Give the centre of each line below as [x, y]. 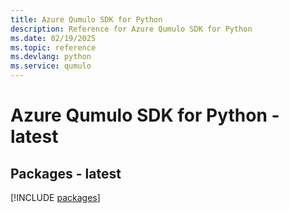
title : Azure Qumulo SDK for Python [86, 19]
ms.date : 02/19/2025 [53, 38]
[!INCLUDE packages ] [55, 197]
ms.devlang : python [51, 57]
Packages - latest [66, 173]
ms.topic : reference [53, 47]
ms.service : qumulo [51, 66]
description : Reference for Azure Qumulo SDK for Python [131, 29]
